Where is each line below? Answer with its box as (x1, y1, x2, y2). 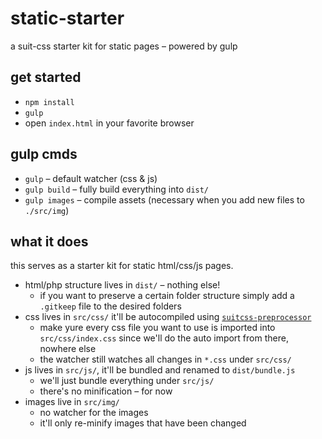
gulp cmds (10, 146, 78, 163)
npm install (24, 97, 75, 107)
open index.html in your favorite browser (24, 117, 195, 129)
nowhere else (39, 343, 97, 355)
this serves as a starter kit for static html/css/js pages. (10, 260, 234, 272)
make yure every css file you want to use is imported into (39, 322, 276, 334)
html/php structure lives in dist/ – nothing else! (24, 279, 221, 291)
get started (10, 69, 82, 86)
